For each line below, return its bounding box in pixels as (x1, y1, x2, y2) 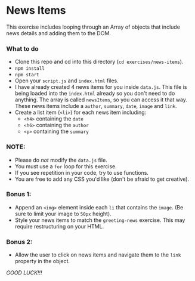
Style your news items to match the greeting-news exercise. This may (14, 216, 185, 224)
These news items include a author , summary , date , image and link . (14, 103, 177, 110)
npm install (14, 66, 45, 72)
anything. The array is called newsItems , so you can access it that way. (14, 96, 188, 103)
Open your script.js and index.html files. (14, 77, 119, 84)
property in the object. (14, 258, 70, 265)
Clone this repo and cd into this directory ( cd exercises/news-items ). (14, 58, 184, 66)
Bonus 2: (6, 237, 33, 246)
